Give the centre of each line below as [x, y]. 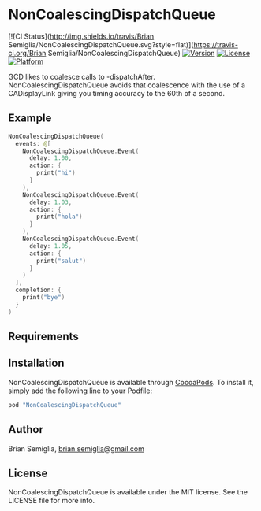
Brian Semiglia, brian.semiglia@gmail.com [76, 448]
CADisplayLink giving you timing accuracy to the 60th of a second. [117, 93]
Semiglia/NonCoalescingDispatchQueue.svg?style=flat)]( [101, 44]
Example [30, 118]
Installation [36, 363]
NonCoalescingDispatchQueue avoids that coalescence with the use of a [127, 85]
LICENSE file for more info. [52, 501]
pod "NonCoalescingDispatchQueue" [65, 405]
